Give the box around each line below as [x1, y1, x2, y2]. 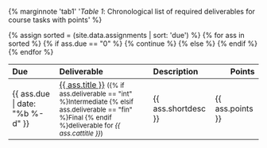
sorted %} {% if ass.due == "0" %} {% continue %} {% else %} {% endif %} [8, 39, 258, 48]
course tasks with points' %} [8, 15, 103, 25]
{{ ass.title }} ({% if [59, 79, 125, 90]
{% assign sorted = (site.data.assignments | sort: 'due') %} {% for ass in [8, 31, 245, 40]
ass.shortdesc [153, 103, 207, 114]
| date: [12, 98, 37, 109]
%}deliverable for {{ [59, 121, 121, 130]
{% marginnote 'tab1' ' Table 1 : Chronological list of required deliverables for [8, 7, 256, 16]
